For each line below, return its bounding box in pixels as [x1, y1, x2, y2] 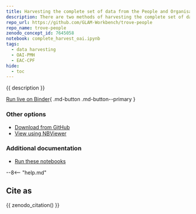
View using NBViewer [14, 130, 67, 137]
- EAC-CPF [11, 57, 35, 63]
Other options [6, 111, 47, 119]
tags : [6, 42, 19, 47]
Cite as [6, 186, 32, 196]
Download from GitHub [14, 123, 70, 130]
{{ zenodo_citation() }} [6, 201, 60, 208]
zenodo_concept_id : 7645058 [6, 30, 75, 36]
